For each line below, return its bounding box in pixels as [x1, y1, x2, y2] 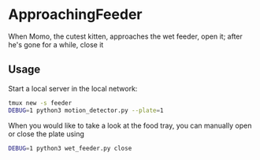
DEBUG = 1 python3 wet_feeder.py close [8, 144, 132, 152]
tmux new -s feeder [8, 99, 72, 107]
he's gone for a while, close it [8, 39, 104, 49]
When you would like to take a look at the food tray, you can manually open [8, 121, 252, 130]
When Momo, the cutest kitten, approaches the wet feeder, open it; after [8, 32, 243, 41]
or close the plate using [8, 128, 85, 139]
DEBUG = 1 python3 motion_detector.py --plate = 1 [8, 106, 164, 114]
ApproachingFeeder [8, 6, 143, 24]
